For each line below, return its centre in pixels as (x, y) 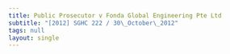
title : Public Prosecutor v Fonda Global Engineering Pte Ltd (115, 15)
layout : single (34, 38)
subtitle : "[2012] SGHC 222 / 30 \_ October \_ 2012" (94, 23)
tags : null (27, 30)
